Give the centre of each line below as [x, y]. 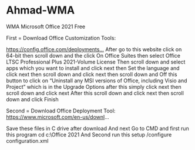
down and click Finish [32, 99]
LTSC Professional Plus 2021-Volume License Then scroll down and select [96, 62]
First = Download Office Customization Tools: [61, 38]
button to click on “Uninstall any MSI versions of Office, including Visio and [97, 81]
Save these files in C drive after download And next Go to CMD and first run [97, 128]
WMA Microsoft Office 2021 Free [46, 26]
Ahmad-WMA [41, 10]
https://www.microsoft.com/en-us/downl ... [58, 117]
